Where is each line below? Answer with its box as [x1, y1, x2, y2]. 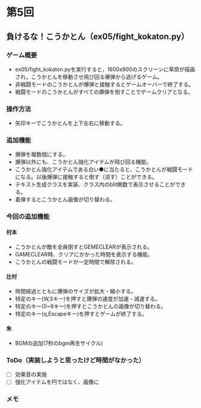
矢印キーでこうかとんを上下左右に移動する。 [14, 120, 126, 127]
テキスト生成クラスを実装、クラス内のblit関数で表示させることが [14, 181, 176, 188]
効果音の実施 [14, 371, 47, 378]
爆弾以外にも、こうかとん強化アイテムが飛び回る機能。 [14, 158, 152, 165]
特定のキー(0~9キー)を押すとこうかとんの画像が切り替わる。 [14, 302, 167, 310]
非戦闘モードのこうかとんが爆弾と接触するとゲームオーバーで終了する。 [14, 81, 194, 88]
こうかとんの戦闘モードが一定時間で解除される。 [14, 258, 137, 265]
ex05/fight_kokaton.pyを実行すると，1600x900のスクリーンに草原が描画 [14, 66, 196, 73]
